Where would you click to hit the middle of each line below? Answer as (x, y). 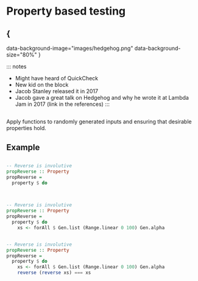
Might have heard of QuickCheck (57, 78)
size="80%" (22, 55)
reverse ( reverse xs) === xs (54, 273)
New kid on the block (42, 85)
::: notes (16, 66)
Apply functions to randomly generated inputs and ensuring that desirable (99, 122)
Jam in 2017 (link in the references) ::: (62, 104)
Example (23, 147)
